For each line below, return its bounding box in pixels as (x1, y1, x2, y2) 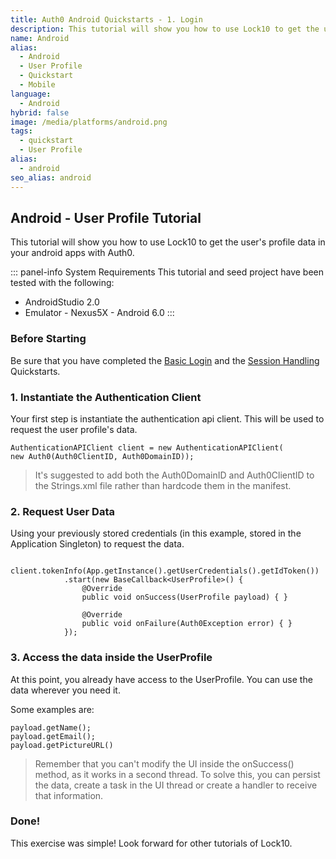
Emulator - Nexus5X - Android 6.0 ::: (24, 307, 175, 319)
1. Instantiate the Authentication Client (10, 390, 202, 404)
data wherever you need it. (10, 684, 121, 696)
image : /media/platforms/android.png (10, 117, 168, 127)
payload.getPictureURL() (10, 740, 114, 750)
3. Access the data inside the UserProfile (10, 651, 213, 665)
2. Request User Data (10, 504, 115, 518)
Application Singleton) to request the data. (10, 538, 185, 550)
